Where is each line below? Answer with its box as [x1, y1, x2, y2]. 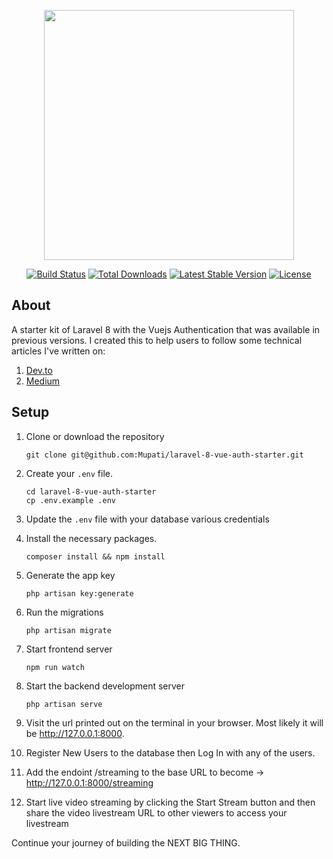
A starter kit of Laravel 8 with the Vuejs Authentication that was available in [11, 323, 321, 335]
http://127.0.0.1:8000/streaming [25, 776, 154, 789]
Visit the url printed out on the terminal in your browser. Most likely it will [25, 716, 324, 729]
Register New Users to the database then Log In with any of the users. [25, 746, 316, 759]
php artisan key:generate [25, 588, 134, 599]
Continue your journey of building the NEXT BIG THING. [11, 836, 241, 849]
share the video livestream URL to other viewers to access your [25, 806, 288, 819]
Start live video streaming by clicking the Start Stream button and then [25, 796, 316, 808]
